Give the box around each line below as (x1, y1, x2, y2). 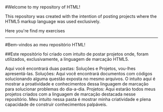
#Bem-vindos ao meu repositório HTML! (5, 42, 86, 47)
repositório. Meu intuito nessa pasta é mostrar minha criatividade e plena (5, 97, 151, 102)
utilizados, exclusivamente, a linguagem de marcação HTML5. (5, 56, 130, 62)
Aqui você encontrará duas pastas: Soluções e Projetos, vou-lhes (5, 66, 136, 71)
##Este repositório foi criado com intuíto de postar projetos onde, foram (5, 51, 149, 57)
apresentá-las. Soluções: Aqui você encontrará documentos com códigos (5, 71, 153, 76)
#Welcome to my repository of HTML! (5, 4, 81, 10)
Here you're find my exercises (5, 28, 65, 33)
